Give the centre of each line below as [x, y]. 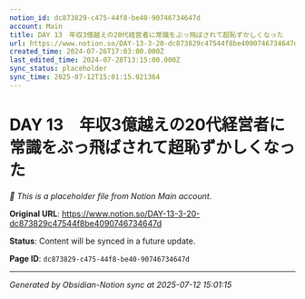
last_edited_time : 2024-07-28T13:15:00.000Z [95, 60]
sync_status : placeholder [58, 69]
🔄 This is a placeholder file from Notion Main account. [111, 195]
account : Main [36, 26]
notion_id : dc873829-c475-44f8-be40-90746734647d [105, 18]
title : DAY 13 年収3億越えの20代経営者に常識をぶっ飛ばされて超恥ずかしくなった [147, 35]
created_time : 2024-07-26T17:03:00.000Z [87, 52]
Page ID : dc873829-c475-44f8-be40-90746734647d [100, 258]
